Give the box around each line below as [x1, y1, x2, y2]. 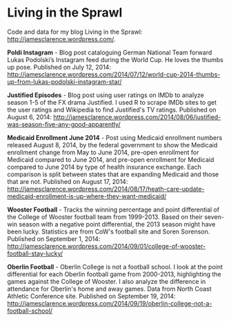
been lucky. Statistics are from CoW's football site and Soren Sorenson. [7, 227, 210, 236]
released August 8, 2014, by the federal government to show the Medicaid [7, 141, 218, 149]
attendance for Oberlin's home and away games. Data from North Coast [7, 284, 212, 293]
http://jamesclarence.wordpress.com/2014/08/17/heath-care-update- [7, 185, 205, 193]
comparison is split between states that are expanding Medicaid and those [7, 170, 219, 178]
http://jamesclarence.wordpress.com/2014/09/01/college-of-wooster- [7, 242, 206, 250]
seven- [204, 212, 224, 221]
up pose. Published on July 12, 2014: [7, 63, 112, 71]
